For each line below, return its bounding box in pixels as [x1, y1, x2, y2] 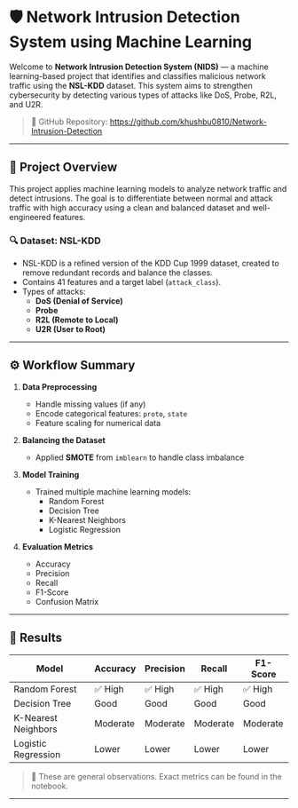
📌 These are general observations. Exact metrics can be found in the [30, 771, 282, 781]
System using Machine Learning [9, 32, 253, 52]
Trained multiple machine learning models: [35, 486, 192, 497]
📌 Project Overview [9, 160, 118, 175]
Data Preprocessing [21, 381, 98, 392]
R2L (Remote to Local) [35, 314, 119, 325]
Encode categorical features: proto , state [35, 408, 188, 418]
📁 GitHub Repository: [30, 116, 108, 127]
